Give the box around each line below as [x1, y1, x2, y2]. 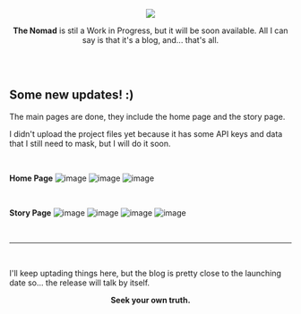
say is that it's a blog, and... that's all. [82, 35, 219, 45]
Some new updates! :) [9, 88, 134, 103]
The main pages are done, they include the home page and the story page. [9, 111, 286, 122]
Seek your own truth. [110, 294, 191, 305]
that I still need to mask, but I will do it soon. [9, 138, 171, 149]
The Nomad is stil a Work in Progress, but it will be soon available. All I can [13, 25, 288, 36]
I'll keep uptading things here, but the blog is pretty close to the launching [9, 267, 282, 278]
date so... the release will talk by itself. [9, 277, 150, 288]
